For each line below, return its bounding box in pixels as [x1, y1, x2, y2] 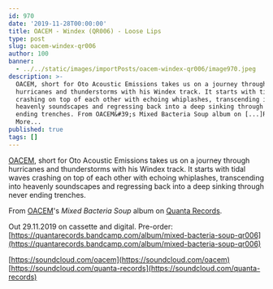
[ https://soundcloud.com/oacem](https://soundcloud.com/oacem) [8, 254, 230, 265]
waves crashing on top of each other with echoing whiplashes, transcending [8, 173, 265, 182]
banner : [8, 58, 35, 66]
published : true [8, 125, 63, 134]
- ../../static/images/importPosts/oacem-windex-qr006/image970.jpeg [15, 65, 256, 73]
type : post [8, 34, 45, 43]
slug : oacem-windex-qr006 [8, 42, 96, 50]
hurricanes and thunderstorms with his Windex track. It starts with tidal [8, 164, 246, 173]
